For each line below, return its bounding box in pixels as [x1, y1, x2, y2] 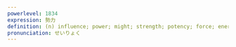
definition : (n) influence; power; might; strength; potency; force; [7, 23, 216, 30]
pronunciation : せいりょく [7, 29, 81, 37]
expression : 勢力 [7, 17, 56, 23]
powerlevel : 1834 [7, 10, 58, 17]
